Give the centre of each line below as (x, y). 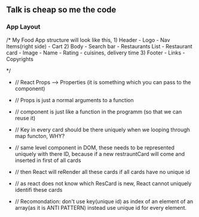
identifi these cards (39, 190)
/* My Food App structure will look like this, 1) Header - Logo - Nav (88, 40)
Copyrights (20, 59)
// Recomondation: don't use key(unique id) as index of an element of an (104, 201)
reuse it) (25, 118)
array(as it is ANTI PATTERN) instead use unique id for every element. (101, 207)
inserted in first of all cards (48, 160)
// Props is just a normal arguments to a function (74, 100)
